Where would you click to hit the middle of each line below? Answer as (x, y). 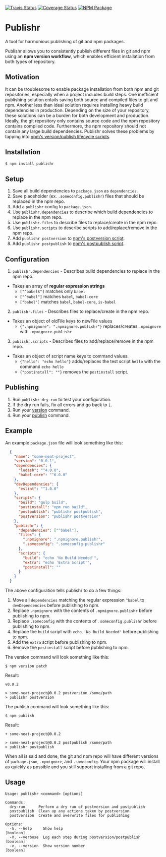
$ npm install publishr (30, 164)
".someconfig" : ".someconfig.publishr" (64, 544)
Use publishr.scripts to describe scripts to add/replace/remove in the (85, 228)
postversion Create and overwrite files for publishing (70, 815)
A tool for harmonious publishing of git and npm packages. (65, 41)
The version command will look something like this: (57, 657)
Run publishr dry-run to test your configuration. (62, 399)
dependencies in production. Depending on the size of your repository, (78, 110)
